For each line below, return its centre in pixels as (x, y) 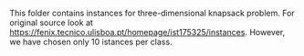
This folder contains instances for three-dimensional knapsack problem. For (152, 13)
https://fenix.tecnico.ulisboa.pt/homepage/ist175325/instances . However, (147, 32)
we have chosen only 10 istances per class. (91, 42)
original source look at (52, 23)
